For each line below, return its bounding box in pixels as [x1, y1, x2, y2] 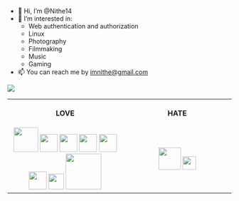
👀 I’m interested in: [17, 14, 73, 23]
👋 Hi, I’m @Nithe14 [17, 7, 73, 15]
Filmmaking [28, 45, 63, 53]
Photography [28, 37, 67, 46]
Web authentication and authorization [28, 22, 139, 30]
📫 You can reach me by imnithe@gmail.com [17, 68, 148, 76]
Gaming [28, 60, 52, 68]
